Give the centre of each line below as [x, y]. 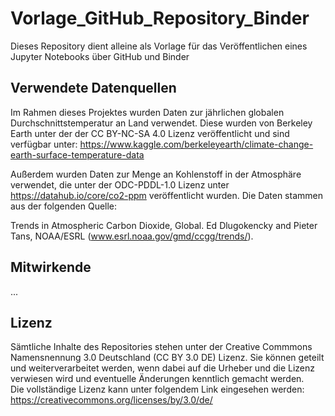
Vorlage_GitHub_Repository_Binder [160, 18]
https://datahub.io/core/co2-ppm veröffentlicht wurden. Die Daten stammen [166, 195]
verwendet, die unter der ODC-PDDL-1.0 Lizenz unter [120, 184]
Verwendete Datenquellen [93, 88]
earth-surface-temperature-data [77, 154]
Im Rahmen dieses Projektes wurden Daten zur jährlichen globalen [147, 112]
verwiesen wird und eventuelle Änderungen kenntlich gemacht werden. [157, 379]
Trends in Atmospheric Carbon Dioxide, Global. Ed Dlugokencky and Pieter [164, 225]
